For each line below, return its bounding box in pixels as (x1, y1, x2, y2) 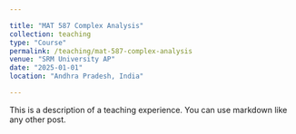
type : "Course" (9, 38, 67, 47)
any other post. (9, 114, 66, 125)
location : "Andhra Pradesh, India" (9, 72, 144, 81)
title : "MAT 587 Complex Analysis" (9, 21, 144, 30)
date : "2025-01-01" (9, 63, 84, 72)
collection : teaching (9, 29, 92, 39)
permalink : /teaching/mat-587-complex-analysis (9, 46, 193, 55)
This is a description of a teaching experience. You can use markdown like (9, 104, 288, 115)
